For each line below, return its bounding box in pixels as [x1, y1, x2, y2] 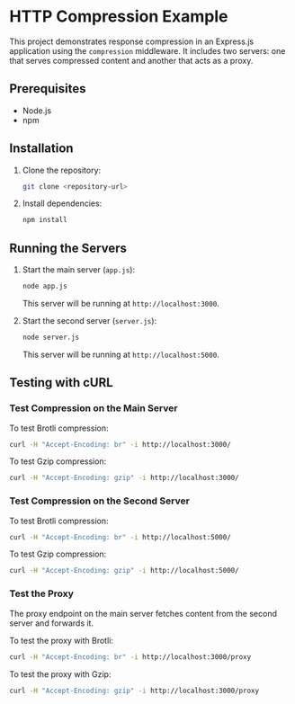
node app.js [22, 281, 67, 291]
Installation [9, 141, 74, 156]
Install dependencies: [22, 198, 103, 209]
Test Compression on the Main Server [9, 402, 178, 414]
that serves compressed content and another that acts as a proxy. [9, 55, 254, 66]
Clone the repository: [22, 165, 102, 175]
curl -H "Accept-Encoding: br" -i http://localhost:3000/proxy [9, 652, 252, 662]
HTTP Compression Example [9, 6, 228, 27]
